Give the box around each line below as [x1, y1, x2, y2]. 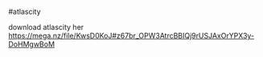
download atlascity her [8, 22, 84, 31]
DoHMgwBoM [8, 39, 55, 49]
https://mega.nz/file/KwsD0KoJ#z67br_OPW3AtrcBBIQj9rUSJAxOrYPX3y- [8, 31, 255, 40]
